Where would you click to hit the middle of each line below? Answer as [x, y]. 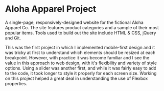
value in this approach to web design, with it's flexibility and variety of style [81, 63]
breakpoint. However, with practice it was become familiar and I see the [77, 57]
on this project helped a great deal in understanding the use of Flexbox [77, 78]
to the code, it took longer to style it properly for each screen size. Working [81, 73]
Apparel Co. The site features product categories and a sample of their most [82, 27]
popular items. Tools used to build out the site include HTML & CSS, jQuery [81, 33]
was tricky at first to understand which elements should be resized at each [80, 53]
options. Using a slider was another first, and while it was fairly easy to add [81, 68]
